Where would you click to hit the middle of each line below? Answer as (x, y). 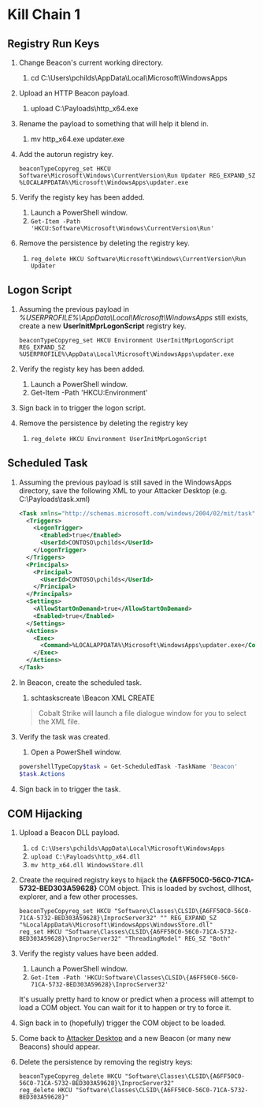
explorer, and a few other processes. (78, 897)
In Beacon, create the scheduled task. (80, 682)
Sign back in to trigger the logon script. (82, 407)
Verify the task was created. (65, 736)
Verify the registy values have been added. (89, 953)
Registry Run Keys (54, 44)
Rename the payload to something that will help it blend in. (114, 124)
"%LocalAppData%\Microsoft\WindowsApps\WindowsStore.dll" (116, 925)
